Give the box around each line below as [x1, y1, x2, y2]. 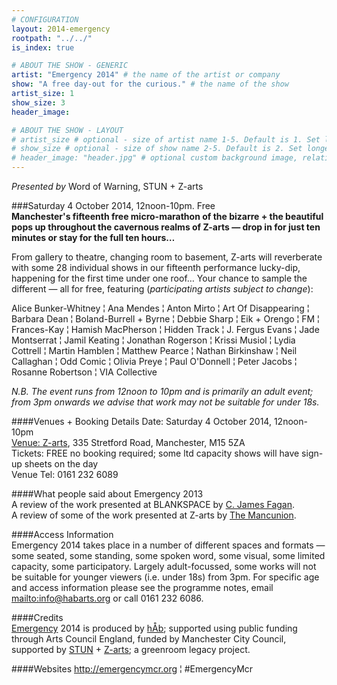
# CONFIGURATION [11, 14, 79, 25]
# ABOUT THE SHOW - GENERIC [11, 61, 129, 71]
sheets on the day [24, 458, 99, 470]
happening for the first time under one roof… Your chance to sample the [11, 272, 308, 284]
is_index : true [11, 42, 75, 53]
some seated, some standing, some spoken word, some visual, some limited [11, 550, 326, 561]
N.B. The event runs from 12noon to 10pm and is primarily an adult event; [11, 386, 314, 397]
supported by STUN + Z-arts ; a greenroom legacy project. [11, 644, 251, 655]
